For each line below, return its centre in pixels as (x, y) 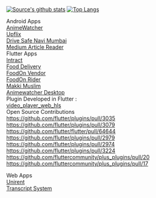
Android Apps (24, 21)
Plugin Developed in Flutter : (42, 99)
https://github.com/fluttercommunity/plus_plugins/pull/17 (77, 164)
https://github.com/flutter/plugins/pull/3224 (61, 150)
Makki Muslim (24, 86)
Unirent (16, 182)
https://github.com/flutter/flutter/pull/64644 (61, 131)
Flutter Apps (22, 54)
